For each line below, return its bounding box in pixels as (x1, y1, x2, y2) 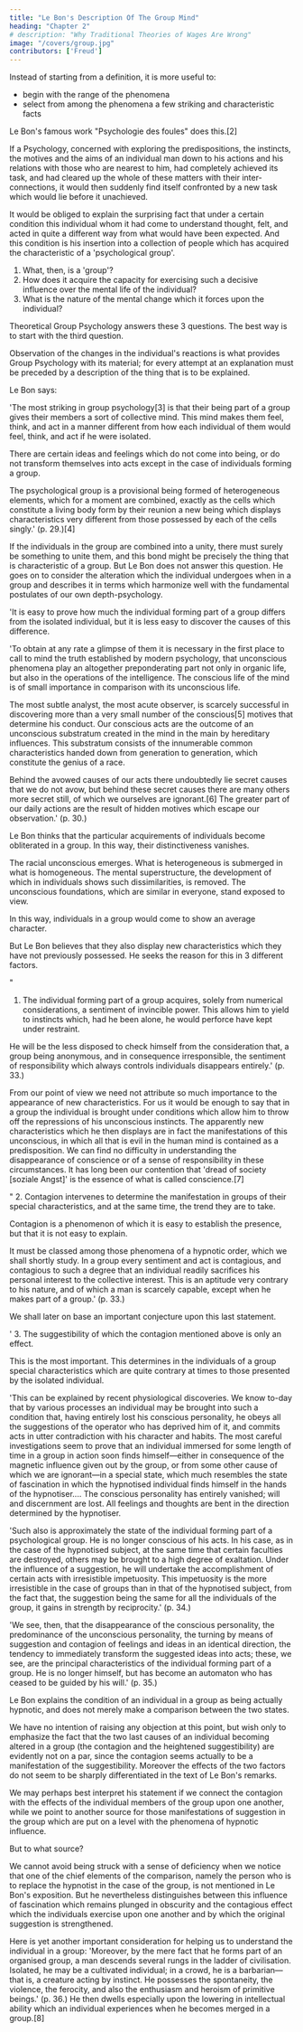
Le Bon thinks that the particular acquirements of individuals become (9, 831, 266, 842)
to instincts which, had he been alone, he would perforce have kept (22, 1014, 273, 1025)
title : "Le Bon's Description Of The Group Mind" (9, 13, 200, 23)
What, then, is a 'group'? (22, 265, 115, 276)
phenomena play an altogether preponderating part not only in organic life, (9, 663, 287, 673)
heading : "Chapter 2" (9, 22, 91, 31)
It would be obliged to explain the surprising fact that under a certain (9, 209, 264, 220)
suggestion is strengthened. (9, 1918, 114, 1930)
